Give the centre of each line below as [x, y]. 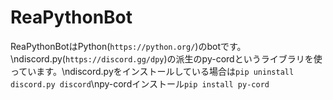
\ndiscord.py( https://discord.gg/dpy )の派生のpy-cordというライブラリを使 [166, 58]
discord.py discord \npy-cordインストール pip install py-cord [140, 83]
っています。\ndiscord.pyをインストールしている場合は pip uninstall [152, 71]
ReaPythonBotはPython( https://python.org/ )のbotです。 [128, 46]
